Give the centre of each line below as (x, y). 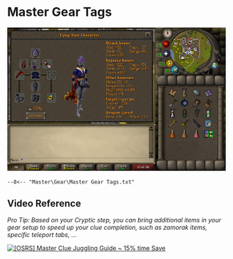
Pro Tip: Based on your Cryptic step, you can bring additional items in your (114, 220)
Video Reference (44, 203)
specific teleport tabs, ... (42, 235)
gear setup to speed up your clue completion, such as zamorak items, (107, 227)
